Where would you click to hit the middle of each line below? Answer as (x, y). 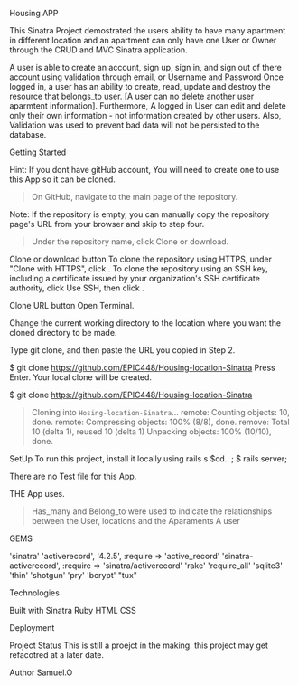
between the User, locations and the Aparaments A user (136, 521)
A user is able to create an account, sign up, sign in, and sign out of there (145, 67)
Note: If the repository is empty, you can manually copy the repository (140, 214)
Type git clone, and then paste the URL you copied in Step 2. (122, 350)
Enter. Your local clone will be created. (80, 377)
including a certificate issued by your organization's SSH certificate (135, 278)
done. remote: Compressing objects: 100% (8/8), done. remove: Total (161, 422)
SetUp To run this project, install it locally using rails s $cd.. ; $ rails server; (148, 459)
